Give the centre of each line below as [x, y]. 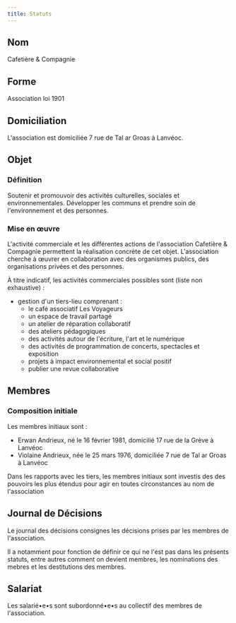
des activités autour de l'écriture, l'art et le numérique [106, 339]
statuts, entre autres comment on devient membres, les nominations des [113, 559]
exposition [43, 354]
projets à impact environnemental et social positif [100, 361]
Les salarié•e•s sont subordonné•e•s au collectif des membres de [105, 606]
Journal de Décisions [55, 513]
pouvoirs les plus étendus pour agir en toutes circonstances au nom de [111, 483]
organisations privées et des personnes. [66, 267]
